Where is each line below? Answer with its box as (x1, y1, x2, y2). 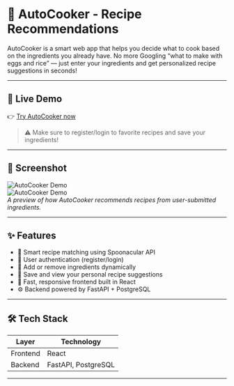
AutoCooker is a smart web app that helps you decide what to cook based (7, 44, 220, 52)
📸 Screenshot (7, 162, 68, 174)
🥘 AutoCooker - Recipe (7, 6, 142, 22)
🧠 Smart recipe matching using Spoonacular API (17, 248, 155, 256)
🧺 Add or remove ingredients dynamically (17, 263, 136, 271)
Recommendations (7, 21, 119, 37)
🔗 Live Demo (7, 93, 63, 105)
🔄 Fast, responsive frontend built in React (17, 278, 136, 286)
